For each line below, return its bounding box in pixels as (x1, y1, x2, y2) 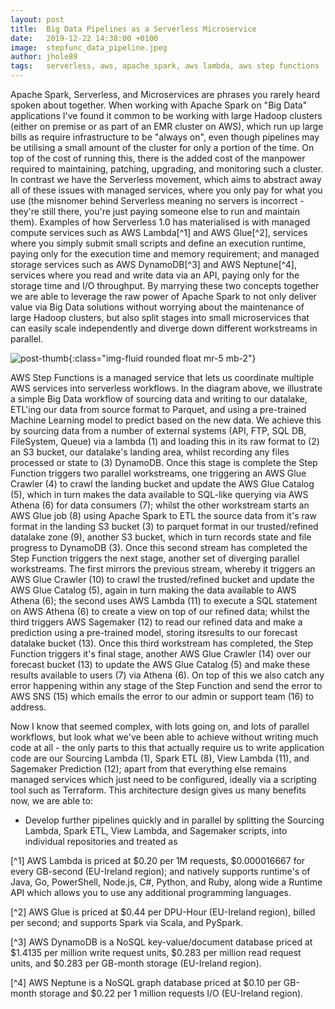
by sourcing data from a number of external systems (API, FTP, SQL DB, (10, 425, 307, 436)
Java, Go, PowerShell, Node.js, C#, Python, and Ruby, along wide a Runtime (10, 876, 323, 888)
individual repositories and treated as (24, 836, 178, 847)
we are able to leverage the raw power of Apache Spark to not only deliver (10, 291, 317, 302)
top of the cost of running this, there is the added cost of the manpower (10, 152, 306, 164)
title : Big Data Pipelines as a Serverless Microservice (10, 24, 257, 34)
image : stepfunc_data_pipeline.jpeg (10, 42, 168, 53)
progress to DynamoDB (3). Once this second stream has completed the (10, 542, 308, 553)
